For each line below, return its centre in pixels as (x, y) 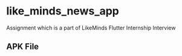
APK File (23, 47)
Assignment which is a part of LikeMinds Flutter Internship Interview (91, 28)
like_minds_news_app (63, 11)
